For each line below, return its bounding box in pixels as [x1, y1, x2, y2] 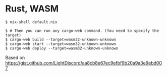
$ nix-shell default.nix [5, 19, 58, 24]
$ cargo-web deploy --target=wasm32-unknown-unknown [5, 45, 119, 50]
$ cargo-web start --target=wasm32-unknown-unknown [5, 41, 116, 46]
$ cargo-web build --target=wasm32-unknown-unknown [5, 37, 116, 42]
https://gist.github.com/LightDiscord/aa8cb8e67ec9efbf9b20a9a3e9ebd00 [5, 59, 162, 65]
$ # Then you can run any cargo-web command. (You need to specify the [5, 28, 159, 33]
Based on [5, 54, 25, 60]
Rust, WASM [5, 3, 59, 14]
